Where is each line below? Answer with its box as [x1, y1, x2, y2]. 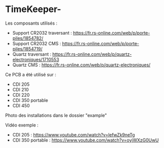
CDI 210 [12, 86, 29, 92]
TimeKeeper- [5, 4, 61, 15]
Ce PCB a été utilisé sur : [5, 71, 56, 77]
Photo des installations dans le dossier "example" [5, 112, 107, 118]
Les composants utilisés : [5, 20, 57, 26]
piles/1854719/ [12, 46, 42, 52]
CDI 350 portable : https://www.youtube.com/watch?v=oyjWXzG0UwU [12, 137, 159, 143]
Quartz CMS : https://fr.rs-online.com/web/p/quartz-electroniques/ [12, 62, 151, 68]
